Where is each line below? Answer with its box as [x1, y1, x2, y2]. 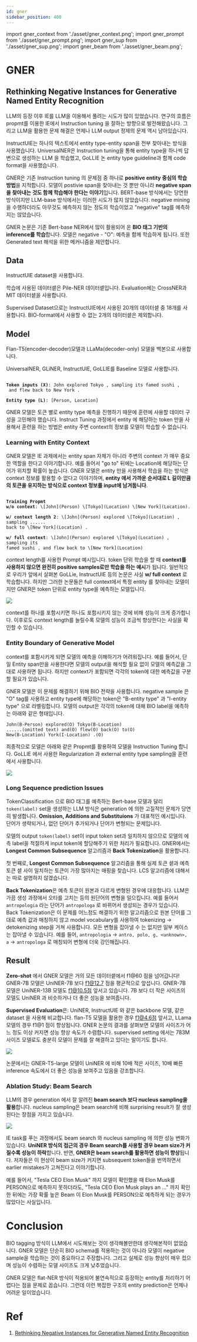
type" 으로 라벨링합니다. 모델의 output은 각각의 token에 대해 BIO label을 [6, 702, 173, 709]
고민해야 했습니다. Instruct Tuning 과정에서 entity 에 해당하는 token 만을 [16, 416, 184, 423]
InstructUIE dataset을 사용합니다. [6, 272, 84, 279]
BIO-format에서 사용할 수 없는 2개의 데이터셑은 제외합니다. [28, 311, 163, 318]
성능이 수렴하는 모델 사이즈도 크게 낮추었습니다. [12, 1262, 121, 1269]
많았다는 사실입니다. [6, 1198, 52, 1205]
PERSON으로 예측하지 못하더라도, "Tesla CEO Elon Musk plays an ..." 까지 [6, 1184, 180, 1191]
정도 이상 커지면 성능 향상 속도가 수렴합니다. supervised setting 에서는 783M [12, 1028, 190, 1036]
